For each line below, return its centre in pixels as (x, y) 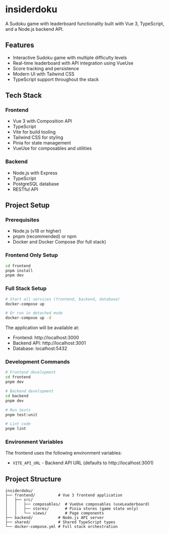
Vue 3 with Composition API (42, 121)
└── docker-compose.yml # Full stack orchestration (61, 527)
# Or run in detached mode (34, 313)
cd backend (17, 396)
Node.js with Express (35, 173)
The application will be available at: (42, 328)
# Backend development (29, 391)
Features (20, 45)
